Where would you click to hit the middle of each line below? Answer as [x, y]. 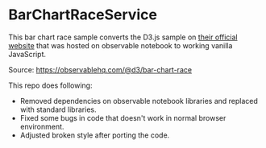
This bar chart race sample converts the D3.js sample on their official [123, 37]
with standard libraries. [58, 109]
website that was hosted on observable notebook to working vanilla [121, 45]
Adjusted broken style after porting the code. [95, 135]
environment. [42, 126]
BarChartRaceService [83, 15]
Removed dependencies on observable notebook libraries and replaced [139, 101]
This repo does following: [50, 85]
